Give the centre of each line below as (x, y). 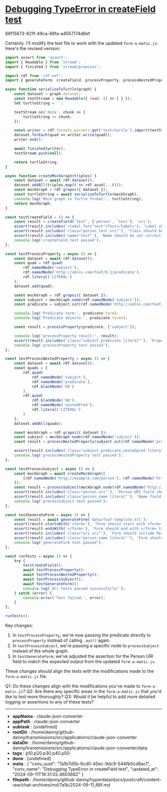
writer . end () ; (29, 140)
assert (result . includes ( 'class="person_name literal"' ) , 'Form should (89, 538)
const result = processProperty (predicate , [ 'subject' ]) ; (75, 327)
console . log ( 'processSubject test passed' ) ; (61, 501)
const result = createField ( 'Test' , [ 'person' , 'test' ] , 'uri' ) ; (83, 222)
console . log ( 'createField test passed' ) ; (57, 240)
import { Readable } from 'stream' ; (43, 62)
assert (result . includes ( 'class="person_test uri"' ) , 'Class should (85, 231)
